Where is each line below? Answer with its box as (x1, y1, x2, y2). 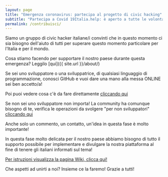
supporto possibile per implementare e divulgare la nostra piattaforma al (5, 141, 154, 147)
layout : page (5, 7, 32, 13)
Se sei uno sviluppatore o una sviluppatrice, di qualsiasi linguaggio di (5, 71, 147, 77)
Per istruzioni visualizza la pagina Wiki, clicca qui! (5, 156, 107, 162)
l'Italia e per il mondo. (5, 46, 50, 52)
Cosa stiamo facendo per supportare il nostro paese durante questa (5, 56, 145, 62)
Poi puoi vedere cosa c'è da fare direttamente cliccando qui (5, 91, 128, 97)
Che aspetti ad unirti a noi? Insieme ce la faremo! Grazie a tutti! (5, 166, 135, 172)
